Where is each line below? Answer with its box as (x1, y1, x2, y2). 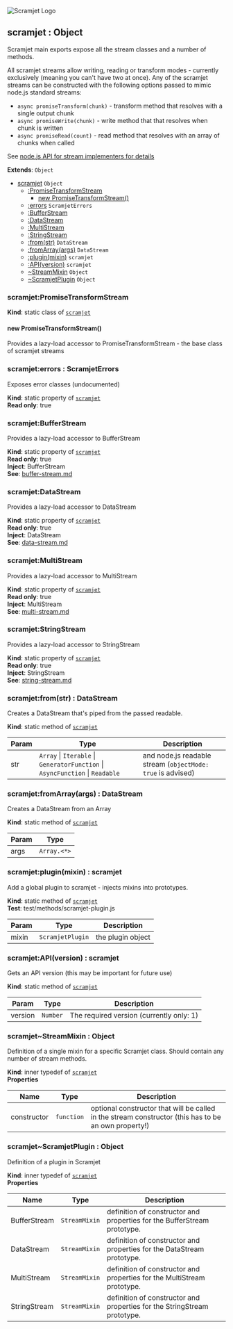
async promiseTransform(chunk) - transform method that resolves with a (17, 101, 223, 110)
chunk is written (17, 124, 64, 132)
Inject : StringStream (7, 668, 65, 677)
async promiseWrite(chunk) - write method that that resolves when (17, 116, 208, 124)
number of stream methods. (7, 1054, 87, 1063)
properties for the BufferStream (106, 1215, 209, 1225)
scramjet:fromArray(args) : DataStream (7, 789, 144, 799)
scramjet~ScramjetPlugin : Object (7, 1142, 124, 1152)
